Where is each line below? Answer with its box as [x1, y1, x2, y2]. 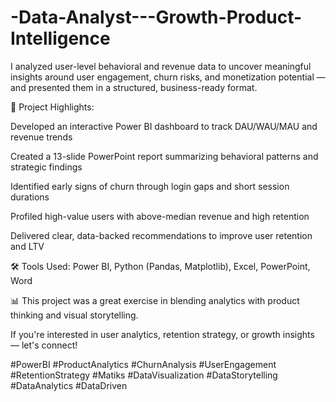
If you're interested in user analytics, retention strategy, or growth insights [10, 328, 315, 340]
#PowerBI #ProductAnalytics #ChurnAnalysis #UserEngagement [10, 358, 277, 370]
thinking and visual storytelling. [10, 309, 139, 321]
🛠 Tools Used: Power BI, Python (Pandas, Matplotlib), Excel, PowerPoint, [10, 260, 311, 272]
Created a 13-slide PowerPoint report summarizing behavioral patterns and [10, 150, 319, 162]
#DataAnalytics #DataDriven [10, 379, 128, 391]
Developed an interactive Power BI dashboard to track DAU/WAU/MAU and [10, 120, 318, 132]
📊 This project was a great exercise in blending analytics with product [10, 294, 300, 306]
